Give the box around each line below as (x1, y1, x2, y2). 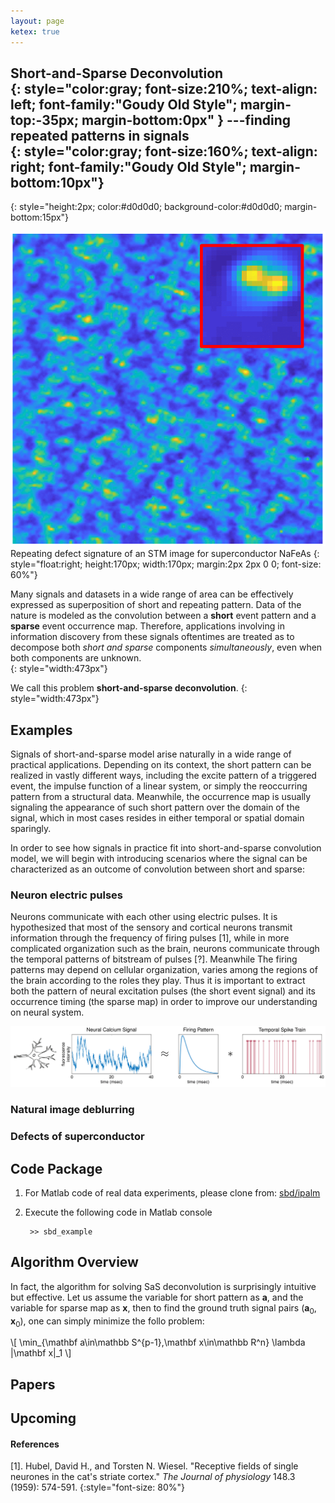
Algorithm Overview (10, 1254, 139, 1271)
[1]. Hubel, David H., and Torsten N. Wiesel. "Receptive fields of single (10, 1460, 299, 1472)
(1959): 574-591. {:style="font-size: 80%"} (10, 1481, 185, 1494)
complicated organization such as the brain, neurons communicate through (10, 943, 320, 955)
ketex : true (10, 26, 60, 37)
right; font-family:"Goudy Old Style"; (10, 158, 247, 175)
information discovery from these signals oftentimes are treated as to (10, 631, 295, 643)
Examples (10, 721, 73, 739)
